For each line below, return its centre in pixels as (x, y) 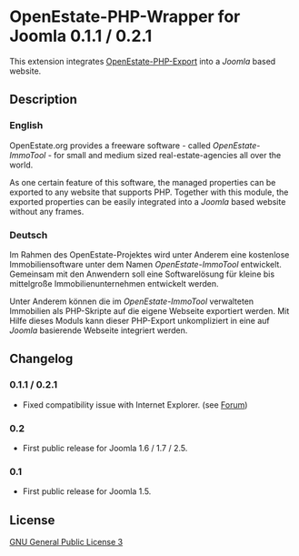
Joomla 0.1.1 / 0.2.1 (81, 36)
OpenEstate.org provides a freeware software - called (110, 145)
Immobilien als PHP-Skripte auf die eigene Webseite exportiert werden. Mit (149, 310)
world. (21, 165)
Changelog (41, 359)
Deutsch (29, 235)
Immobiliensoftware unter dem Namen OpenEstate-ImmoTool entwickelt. (145, 264)
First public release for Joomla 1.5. (87, 491)
